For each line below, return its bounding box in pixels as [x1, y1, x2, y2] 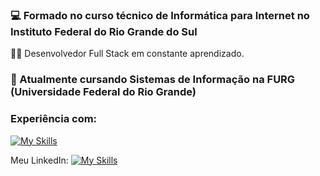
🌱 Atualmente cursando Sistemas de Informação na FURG [10, 73, 296, 87]
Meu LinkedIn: [10, 154, 69, 166]
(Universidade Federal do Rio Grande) [10, 85, 197, 99]
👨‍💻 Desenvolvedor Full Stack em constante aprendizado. [10, 48, 245, 60]
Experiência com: [10, 112, 98, 126]
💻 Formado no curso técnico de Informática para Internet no [10, 8, 310, 22]
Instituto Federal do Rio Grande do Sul [10, 24, 198, 38]
